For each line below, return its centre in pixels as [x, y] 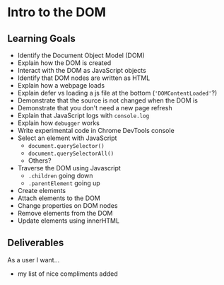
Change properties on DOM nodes [67, 205]
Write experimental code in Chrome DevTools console [96, 130]
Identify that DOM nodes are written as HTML [84, 78]
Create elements [42, 191]
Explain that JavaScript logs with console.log [83, 115]
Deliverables [36, 243]
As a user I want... [34, 260]
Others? [40, 161]
